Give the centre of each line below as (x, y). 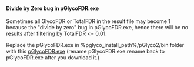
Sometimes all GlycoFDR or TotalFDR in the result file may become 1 (88, 21)
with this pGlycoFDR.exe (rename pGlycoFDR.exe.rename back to (86, 51)
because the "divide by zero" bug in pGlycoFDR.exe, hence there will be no (97, 28)
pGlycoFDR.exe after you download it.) (53, 58)
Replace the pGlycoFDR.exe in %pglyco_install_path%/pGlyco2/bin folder (95, 45)
